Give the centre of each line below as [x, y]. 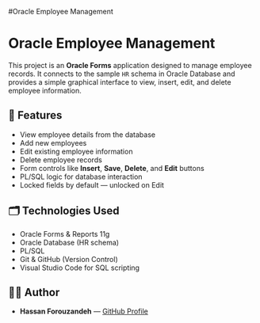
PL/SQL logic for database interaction [81, 177]
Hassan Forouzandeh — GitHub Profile [84, 311]
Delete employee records [61, 160]
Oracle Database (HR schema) [69, 242]
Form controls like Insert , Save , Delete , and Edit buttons [112, 168]
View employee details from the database [88, 135]
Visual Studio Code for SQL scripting [80, 268]
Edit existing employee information [76, 151]
